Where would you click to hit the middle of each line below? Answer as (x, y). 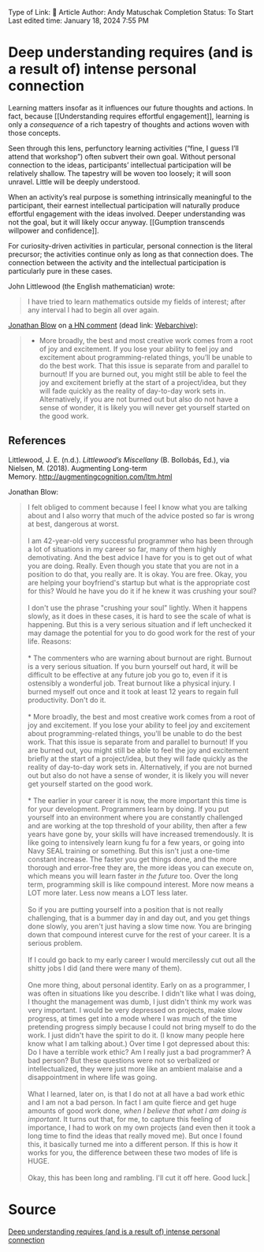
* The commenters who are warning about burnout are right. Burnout (139, 658)
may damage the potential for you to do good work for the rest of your (141, 633)
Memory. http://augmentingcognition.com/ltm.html (90, 477)
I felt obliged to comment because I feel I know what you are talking (138, 507)
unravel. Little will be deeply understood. (74, 181)
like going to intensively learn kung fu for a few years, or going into (136, 842)
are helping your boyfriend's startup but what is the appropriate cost (139, 582)
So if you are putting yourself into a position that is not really (125, 909)
